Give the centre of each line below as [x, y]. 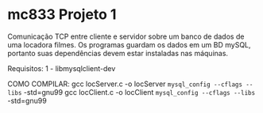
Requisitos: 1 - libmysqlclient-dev [62, 68]
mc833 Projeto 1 [62, 15]
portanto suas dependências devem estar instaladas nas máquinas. [118, 53]
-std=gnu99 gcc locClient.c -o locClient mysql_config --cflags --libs [139, 92]
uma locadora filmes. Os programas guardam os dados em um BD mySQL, [129, 44]
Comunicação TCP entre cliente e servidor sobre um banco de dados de [126, 36]
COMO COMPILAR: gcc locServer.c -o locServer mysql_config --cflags [125, 84]
